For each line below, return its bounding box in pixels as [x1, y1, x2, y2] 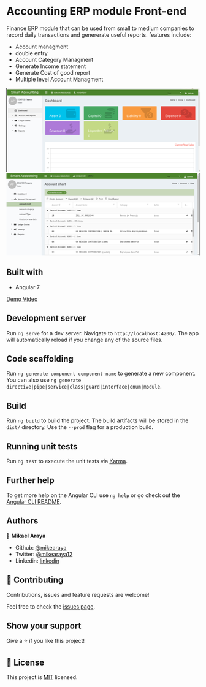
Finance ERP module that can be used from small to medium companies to [6, 25, 194, 32]
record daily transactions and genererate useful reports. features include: [6, 31, 192, 38]
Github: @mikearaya [15, 544, 67, 551]
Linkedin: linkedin [15, 556, 59, 564]
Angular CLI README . [6, 498, 62, 505]
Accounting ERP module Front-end [6, 4, 187, 18]
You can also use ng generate [6, 376, 82, 384]
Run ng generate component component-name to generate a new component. [6, 370, 196, 378]
